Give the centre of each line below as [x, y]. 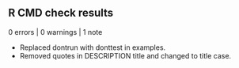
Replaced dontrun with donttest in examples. [93, 47]
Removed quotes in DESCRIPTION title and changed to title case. [125, 55]
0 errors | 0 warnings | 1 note [55, 32]
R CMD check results [61, 13]
